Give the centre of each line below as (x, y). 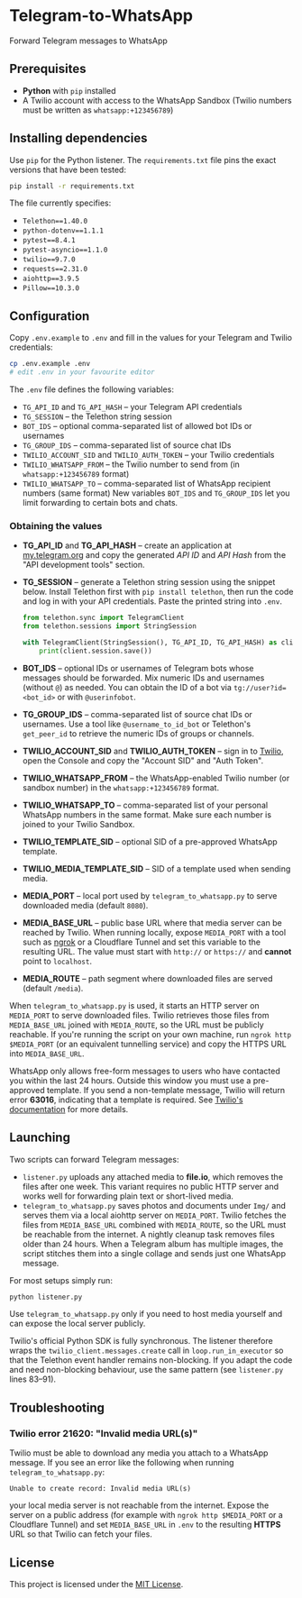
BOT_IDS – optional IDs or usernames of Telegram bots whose (138, 668)
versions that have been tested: (68, 169)
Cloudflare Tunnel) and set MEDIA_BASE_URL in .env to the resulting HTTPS (145, 1525)
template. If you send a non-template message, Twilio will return (166, 1090)
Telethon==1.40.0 (55, 222)
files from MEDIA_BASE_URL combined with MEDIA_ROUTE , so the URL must (154, 1224)
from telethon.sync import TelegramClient (103, 618)
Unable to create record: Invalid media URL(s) (101, 1489)
